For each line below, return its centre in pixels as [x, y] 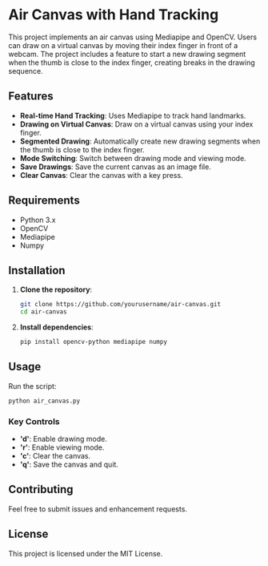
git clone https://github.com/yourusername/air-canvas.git [120, 305]
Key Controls [34, 421]
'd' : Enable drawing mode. [64, 439]
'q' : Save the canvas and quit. [69, 464]
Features [31, 97]
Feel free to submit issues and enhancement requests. [98, 509]
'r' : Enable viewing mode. [62, 447]
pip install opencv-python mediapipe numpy [94, 342]
